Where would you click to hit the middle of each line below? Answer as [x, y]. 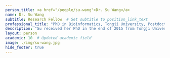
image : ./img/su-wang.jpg [32, 43]
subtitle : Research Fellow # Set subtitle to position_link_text [77, 19]
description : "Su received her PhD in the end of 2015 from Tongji [78, 29]
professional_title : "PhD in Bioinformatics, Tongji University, [75, 24]
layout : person [21, 33]
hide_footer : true [25, 47]
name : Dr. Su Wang [25, 15]
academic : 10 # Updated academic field [49, 38]
